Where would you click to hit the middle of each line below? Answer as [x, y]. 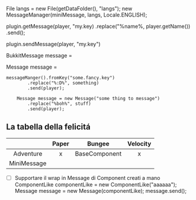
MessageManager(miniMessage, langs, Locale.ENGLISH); [77, 15]
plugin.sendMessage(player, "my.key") [53, 44]
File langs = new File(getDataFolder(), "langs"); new [69, 9]
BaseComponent [98, 153]
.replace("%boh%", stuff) [60, 104]
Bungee [98, 143]
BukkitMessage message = [39, 55]
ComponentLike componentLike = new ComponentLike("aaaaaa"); [96, 184]
